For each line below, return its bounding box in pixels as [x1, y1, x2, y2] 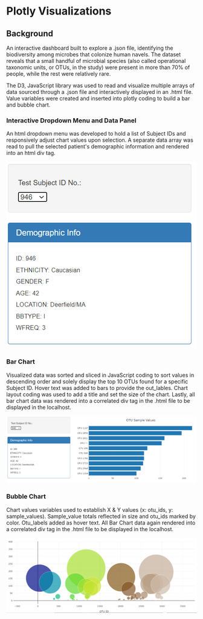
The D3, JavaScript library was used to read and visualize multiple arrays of [6, 82, 195, 89]
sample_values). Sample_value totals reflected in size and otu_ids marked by [6, 512, 196, 520]
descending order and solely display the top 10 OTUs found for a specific [6, 377, 188, 385]
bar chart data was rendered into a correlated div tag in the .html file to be [6, 397, 190, 404]
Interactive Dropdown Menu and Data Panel [6, 116, 137, 125]
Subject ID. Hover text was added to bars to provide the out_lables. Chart [6, 384, 188, 391]
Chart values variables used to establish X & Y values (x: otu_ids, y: [6, 506, 173, 513]
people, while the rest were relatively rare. [6, 70, 111, 77]
